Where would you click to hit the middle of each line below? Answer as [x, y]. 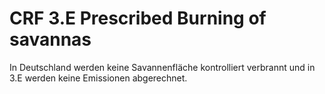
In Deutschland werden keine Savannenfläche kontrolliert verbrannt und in [162, 67]
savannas [50, 39]
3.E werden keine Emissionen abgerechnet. [98, 78]
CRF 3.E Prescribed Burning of [138, 18]
